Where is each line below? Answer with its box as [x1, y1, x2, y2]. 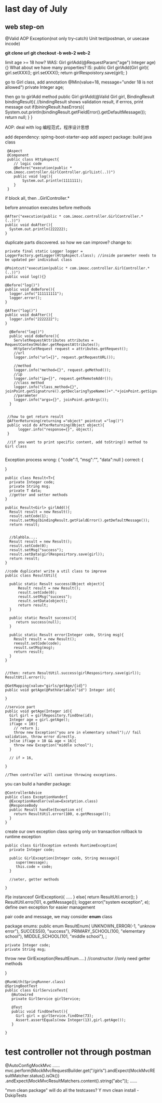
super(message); [15, 860, 49, 865]
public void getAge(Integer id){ [5, 709, 72, 714]
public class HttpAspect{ [7, 157, 59, 162]
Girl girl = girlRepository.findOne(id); [9, 713, 94, 718]
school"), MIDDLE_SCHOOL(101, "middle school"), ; [5, 933, 107, 939]
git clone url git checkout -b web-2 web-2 [5, 50, 91, 56]
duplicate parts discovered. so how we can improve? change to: [5, 240, 132, 245]
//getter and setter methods [9, 493, 68, 497]
